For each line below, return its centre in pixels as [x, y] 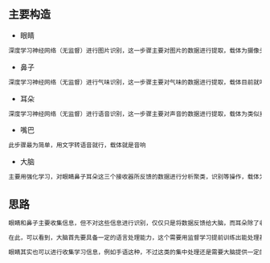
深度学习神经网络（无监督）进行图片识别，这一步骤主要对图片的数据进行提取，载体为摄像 [134, 51]
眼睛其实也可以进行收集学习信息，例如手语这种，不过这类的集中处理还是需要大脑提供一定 [134, 252]
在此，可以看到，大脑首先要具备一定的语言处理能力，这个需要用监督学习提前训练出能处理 [134, 237]
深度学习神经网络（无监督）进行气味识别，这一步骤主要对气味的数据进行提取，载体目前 [131, 82]
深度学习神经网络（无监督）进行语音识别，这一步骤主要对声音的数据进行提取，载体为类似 [134, 114]
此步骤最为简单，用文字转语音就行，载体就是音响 [77, 146]
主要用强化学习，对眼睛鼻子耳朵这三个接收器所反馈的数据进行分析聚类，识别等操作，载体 [134, 177]
